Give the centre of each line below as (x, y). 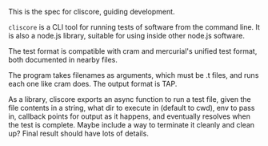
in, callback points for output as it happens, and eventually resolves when (129, 116)
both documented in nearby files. (63, 60)
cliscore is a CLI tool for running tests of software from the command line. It (134, 27)
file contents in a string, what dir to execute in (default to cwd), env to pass (132, 108)
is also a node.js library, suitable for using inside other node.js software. (127, 36)
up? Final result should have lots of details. (79, 133)
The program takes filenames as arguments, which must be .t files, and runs (134, 75)
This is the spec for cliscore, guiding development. (92, 12)
